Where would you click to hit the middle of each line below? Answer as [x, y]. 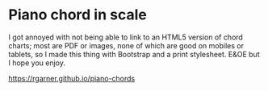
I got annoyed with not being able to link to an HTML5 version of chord [126, 37]
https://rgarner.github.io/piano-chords [72, 78]
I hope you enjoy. [37, 63]
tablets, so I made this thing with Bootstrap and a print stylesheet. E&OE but [134, 54]
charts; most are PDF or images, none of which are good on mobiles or [126, 45]
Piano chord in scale [77, 15]
